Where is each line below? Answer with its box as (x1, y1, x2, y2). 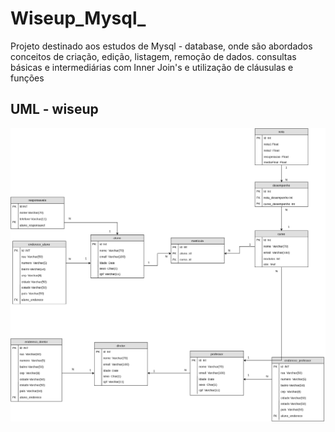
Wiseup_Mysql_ (10, 7, 147, 30)
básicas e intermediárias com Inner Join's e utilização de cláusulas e (10, 61, 294, 73)
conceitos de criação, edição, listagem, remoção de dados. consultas (10, 50, 297, 62)
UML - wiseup (10, 101, 99, 118)
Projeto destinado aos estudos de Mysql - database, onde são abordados (10, 40, 313, 52)
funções (10, 72, 45, 84)
